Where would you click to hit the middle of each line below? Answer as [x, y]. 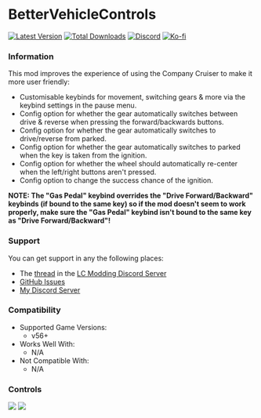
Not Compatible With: [54, 360]
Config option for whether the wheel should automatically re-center [129, 164]
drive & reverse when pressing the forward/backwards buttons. [122, 122]
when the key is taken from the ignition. [83, 155]
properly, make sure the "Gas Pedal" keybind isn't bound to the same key [130, 213]
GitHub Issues [42, 282]
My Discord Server [50, 290]
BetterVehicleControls [82, 15]
